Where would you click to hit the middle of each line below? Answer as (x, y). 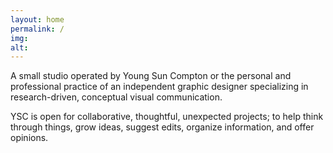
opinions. (29, 138)
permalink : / (37, 29)
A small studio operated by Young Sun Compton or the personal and (151, 76)
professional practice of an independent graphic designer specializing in (159, 87)
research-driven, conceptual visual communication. (116, 97)
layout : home (37, 19)
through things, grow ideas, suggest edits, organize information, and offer (162, 127)
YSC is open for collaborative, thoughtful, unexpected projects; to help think (167, 117)
